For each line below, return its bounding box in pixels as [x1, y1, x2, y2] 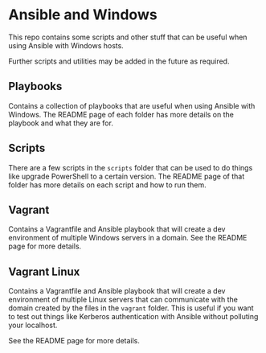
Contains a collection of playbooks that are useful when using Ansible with [8, 101, 256, 110]
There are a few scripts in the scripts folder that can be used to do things [8, 162, 253, 172]
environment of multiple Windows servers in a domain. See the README [8, 233, 248, 243]
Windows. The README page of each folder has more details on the [8, 109, 235, 119]
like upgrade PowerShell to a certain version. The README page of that [8, 171, 245, 181]
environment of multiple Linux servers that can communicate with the [8, 295, 239, 305]
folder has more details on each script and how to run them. [8, 179, 207, 190]
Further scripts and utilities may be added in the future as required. [8, 56, 230, 66]
